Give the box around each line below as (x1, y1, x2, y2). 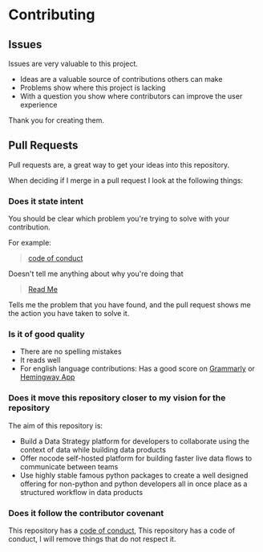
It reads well (19, 355, 61, 365)
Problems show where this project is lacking (19, 83, 166, 92)
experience (19, 100, 58, 109)
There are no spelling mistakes (19, 347, 122, 356)
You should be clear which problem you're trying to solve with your (8, 214, 230, 224)
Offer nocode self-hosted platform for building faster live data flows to (19, 453, 253, 463)
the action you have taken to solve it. (8, 309, 130, 319)
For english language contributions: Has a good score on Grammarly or (19, 363, 255, 374)
